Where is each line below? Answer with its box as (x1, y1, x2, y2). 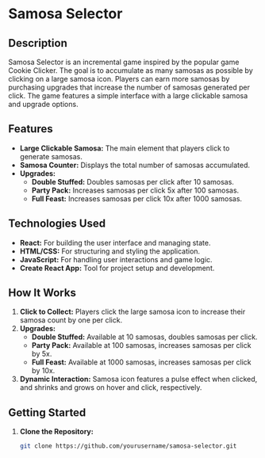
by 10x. (31, 366, 56, 376)
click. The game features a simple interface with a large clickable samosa (8, 91, 248, 100)
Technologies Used (8, 217, 106, 231)
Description (8, 36, 67, 50)
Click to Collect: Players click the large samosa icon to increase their (19, 307, 246, 317)
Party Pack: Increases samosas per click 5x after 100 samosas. (31, 185, 240, 195)
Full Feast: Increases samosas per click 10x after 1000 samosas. (31, 193, 243, 203)
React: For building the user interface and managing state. (19, 238, 211, 247)
